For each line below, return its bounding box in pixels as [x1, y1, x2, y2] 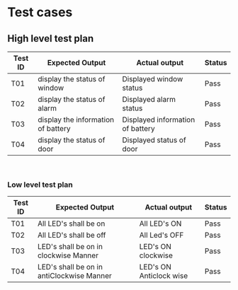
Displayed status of [122, 135, 186, 145]
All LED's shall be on [38, 219, 106, 228]
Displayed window [122, 74, 183, 83]
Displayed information [122, 115, 195, 124]
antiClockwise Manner [38, 271, 112, 281]
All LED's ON [139, 219, 182, 228]
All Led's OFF [139, 231, 184, 240]
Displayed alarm [122, 95, 176, 104]
